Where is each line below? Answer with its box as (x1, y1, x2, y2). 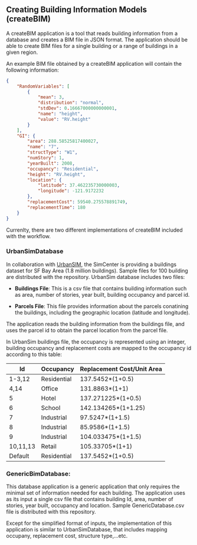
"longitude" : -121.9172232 (37, 188, 104, 194)
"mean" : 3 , (37, 94, 65, 100)
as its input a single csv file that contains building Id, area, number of (6, 496, 174, 503)
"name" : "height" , (37, 111, 83, 117)
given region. (6, 49, 38, 56)
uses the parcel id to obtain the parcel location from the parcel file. (6, 326, 168, 334)
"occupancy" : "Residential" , (27, 166, 99, 172)
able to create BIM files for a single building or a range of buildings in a (6, 42, 178, 49)
